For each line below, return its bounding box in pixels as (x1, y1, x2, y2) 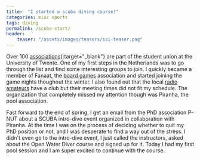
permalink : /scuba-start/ (6, 25, 70, 32)
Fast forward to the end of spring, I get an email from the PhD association (6, 109, 187, 116)
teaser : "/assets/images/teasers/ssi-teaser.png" (17, 36, 143, 42)
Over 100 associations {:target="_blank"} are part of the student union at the (6, 53, 193, 60)
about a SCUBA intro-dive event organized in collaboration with (19, 115, 175, 122)
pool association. (6, 97, 48, 104)
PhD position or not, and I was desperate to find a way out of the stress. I (6, 128, 186, 135)
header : (6, 31, 26, 37)
